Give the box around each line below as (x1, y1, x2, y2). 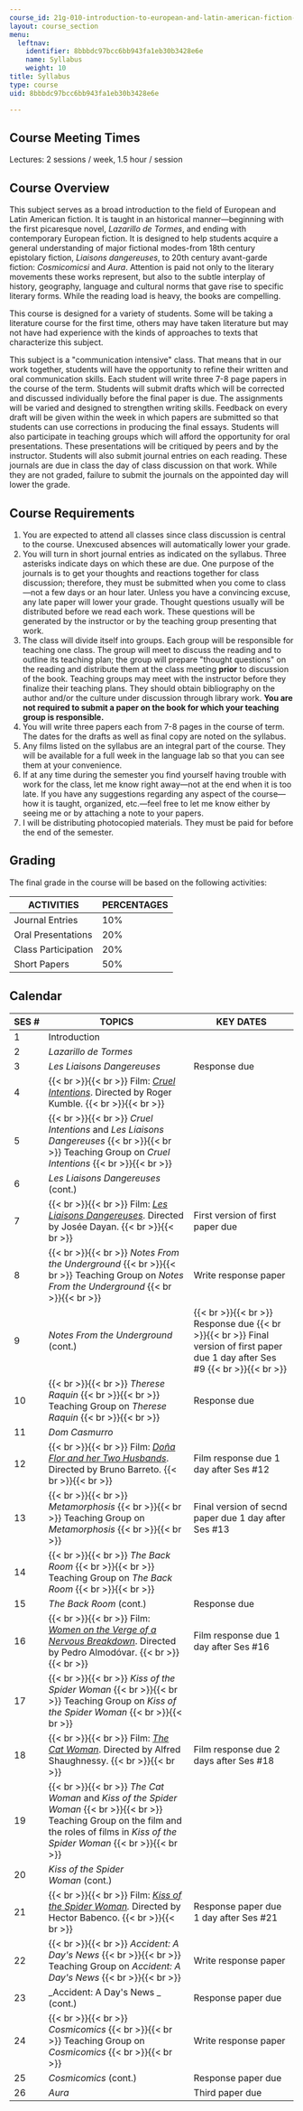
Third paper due (193, 2086, 262, 2098)
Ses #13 (193, 1523, 230, 1536)
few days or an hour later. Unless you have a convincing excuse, (50, 586, 291, 597)
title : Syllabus (9, 72, 70, 81)
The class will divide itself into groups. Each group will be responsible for (22, 634, 294, 646)
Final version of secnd (193, 1500, 288, 1513)
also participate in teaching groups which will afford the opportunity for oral (9, 431, 290, 443)
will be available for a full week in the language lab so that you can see (22, 750, 285, 761)
